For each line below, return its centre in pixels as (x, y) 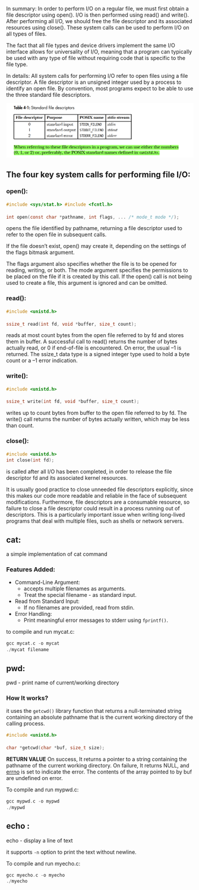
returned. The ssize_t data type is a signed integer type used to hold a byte (98, 354)
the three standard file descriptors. (49, 95)
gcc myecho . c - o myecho (36, 875)
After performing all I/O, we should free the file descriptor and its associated (99, 21)
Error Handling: (33, 614)
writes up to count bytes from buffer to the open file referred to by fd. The (97, 413)
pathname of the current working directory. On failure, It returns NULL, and (98, 765)
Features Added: (31, 570)
